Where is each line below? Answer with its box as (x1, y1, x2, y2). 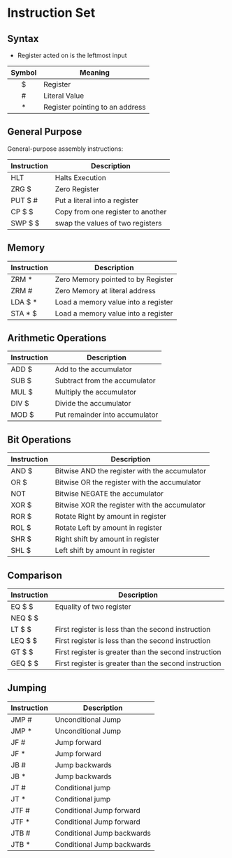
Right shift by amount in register (55, 534, 159, 544)
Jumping (7, 682, 47, 694)
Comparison (7, 569, 63, 581)
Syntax (7, 33, 39, 45)
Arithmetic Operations (7, 332, 107, 344)
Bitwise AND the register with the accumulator (55, 466, 207, 476)
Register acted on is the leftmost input (17, 51, 127, 59)
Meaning (79, 68, 110, 77)
